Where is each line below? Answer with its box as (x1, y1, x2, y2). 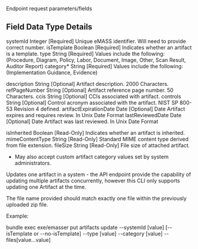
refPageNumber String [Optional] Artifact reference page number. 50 (6, 87, 174, 94)
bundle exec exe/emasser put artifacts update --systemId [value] (6, 224, 164, 231)
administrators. (14, 159, 52, 167)
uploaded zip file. (6, 201, 48, 208)
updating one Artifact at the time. (6, 183, 87, 190)
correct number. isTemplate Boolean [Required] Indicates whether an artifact (6, 44, 192, 51)
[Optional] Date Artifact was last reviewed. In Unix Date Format (6, 118, 159, 125)
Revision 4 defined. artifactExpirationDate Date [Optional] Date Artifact (14, 105, 186, 112)
